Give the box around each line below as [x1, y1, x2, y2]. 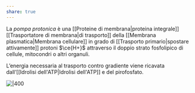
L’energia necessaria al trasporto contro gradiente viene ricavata [6, 62, 165, 69]
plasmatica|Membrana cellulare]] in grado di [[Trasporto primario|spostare [6, 38, 189, 45]
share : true [6, 8, 36, 15]
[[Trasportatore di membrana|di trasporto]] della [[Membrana [6, 31, 156, 39]
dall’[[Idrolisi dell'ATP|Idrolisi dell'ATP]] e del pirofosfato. [6, 68, 144, 75]
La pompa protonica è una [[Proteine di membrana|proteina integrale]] [6, 25, 179, 32]
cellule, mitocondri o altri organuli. [6, 50, 90, 57]
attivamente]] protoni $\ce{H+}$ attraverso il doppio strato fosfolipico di [6, 44, 184, 51]
